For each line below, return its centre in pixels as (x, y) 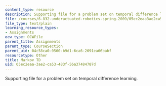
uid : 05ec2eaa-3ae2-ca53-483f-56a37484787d (51, 64)
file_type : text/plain (28, 23)
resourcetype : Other (26, 55)
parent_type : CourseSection (34, 46)
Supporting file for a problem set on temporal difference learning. (72, 79)
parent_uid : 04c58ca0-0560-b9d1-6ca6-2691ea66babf (58, 51)
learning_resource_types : (32, 28)
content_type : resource (30, 10)
